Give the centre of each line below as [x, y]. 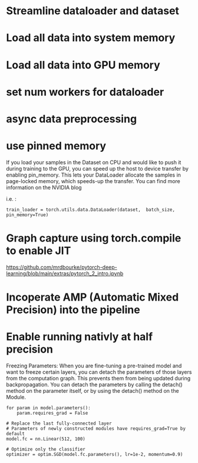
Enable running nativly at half [80, 337]
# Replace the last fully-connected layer [59, 423]
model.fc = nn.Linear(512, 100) [46, 439]
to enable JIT [39, 251]
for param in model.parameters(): [49, 408]
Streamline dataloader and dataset [93, 11]
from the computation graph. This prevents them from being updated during [98, 378]
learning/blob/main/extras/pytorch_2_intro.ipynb [65, 273]
